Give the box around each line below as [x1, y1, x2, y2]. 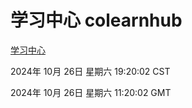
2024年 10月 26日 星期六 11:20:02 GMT [10, 86, 172, 98]
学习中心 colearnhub [10, 9, 183, 32]
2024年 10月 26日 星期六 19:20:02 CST [10, 65, 171, 77]
